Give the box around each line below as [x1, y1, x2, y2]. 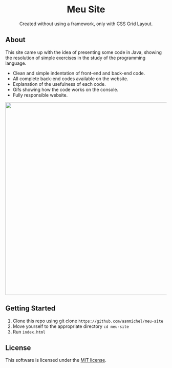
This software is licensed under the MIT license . [5, 357, 106, 363]
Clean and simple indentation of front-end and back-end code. [12, 70, 145, 76]
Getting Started [5, 304, 56, 313]
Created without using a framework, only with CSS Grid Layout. [19, 21, 153, 27]
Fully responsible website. [12, 91, 68, 98]
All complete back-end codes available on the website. [12, 76, 128, 82]
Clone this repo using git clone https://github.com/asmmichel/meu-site [12, 318, 164, 324]
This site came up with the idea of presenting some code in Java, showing [5, 49, 162, 55]
